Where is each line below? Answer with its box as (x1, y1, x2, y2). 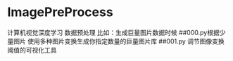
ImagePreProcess (7, 4, 114, 20)
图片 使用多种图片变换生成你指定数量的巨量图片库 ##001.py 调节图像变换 (13, 36, 225, 46)
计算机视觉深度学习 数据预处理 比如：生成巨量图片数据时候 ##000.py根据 (7, 28, 220, 36)
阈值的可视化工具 (7, 46, 57, 54)
